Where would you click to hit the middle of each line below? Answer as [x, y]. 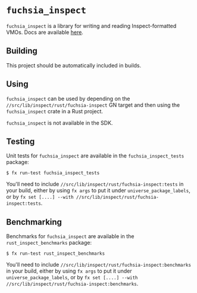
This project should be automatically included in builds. [74, 65]
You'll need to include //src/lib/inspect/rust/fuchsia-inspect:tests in [95, 184]
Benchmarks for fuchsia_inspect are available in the [70, 236]
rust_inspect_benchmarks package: [49, 243]
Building [22, 51]
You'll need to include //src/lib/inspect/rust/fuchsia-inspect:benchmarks [99, 265]
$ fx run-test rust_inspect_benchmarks [56, 254]
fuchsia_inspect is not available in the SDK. [60, 123]
